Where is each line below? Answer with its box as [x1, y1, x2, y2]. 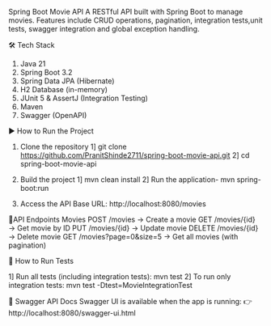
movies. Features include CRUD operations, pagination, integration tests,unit [8, 15, 263, 25]
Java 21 [19, 59, 46, 68]
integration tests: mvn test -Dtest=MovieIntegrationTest [8, 281, 193, 290]
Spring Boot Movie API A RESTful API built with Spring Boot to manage [8, 7, 243, 16]
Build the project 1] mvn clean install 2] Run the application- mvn [19, 175, 235, 184]
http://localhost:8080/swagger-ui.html [8, 308, 136, 318]
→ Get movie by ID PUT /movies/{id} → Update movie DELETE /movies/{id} [8, 223, 259, 233]
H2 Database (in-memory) [19, 85, 108, 94]
